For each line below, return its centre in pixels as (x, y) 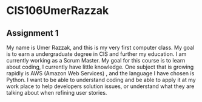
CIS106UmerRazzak (58, 11)
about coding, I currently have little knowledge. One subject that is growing (100, 67)
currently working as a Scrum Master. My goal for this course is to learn (96, 60)
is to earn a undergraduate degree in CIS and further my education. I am (96, 54)
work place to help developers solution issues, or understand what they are (100, 86)
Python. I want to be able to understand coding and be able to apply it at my (101, 80)
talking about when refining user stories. (57, 93)
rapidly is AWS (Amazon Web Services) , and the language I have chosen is (100, 73)
